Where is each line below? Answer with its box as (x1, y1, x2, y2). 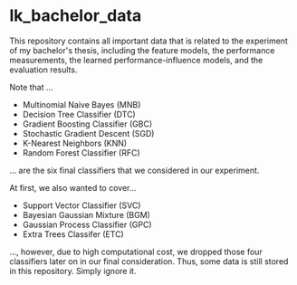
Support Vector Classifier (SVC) (22, 200, 141, 211)
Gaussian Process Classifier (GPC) (22, 219, 152, 230)
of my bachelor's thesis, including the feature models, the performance (9, 44, 275, 55)
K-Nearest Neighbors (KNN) (22, 138, 128, 148)
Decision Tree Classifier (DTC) (22, 109, 136, 119)
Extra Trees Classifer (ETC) (22, 228, 124, 240)
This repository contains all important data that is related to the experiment (9, 35, 288, 46)
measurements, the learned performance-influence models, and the (9, 54, 263, 65)
